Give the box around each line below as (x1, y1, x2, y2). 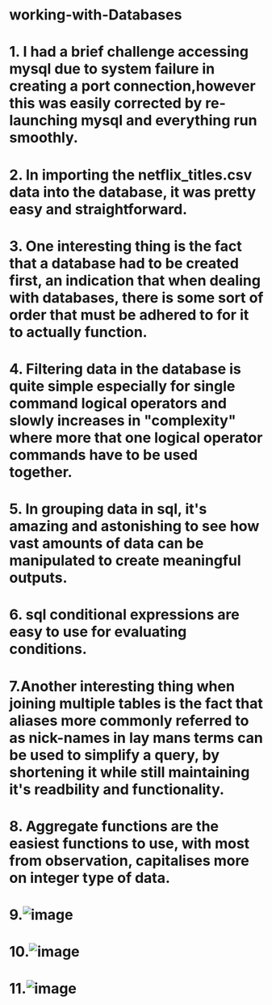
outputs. (9, 568, 68, 587)
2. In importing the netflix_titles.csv (9, 166, 253, 184)
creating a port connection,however (9, 77, 257, 95)
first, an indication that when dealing (9, 271, 262, 289)
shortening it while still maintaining (9, 762, 250, 781)
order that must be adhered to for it (9, 306, 249, 324)
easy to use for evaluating (9, 623, 187, 641)
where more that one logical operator (9, 429, 263, 446)
